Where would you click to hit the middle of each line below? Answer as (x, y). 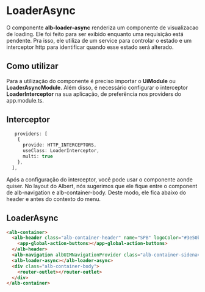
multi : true (38, 156)
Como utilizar (33, 66)
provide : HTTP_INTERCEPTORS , (59, 145)
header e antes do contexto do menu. (54, 199)
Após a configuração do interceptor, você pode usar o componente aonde (100, 179)
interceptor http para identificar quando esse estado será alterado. (90, 47)
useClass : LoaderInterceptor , (61, 151)
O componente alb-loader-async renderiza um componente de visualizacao (103, 27)
